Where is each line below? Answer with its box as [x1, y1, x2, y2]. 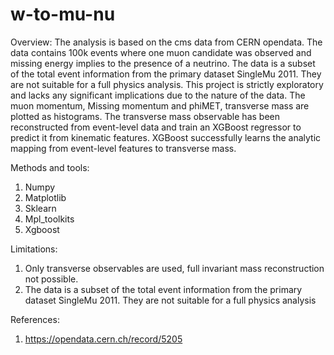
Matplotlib [24, 191, 67, 203]
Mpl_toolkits [24, 213, 75, 225]
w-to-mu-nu [10, 3, 116, 26]
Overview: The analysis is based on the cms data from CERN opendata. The [10, 36, 323, 48]
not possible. [24, 273, 79, 285]
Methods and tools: [10, 161, 90, 173]
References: [10, 313, 60, 325]
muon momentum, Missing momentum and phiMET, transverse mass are [10, 99, 310, 112]
